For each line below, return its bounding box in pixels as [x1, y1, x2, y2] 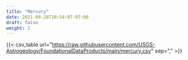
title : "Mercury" [6, 8, 49, 15]
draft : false [6, 19, 39, 25]
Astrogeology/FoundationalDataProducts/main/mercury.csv [6, 48, 151, 55]
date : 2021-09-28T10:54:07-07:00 [6, 14, 89, 20]
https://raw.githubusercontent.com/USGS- [52, 41, 155, 48]
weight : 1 [6, 25, 31, 31]
